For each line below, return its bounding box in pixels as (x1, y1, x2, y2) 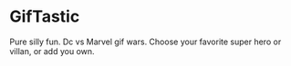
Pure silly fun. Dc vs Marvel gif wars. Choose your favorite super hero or (9, 36, 282, 47)
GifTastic (9, 6, 80, 27)
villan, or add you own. (9, 45, 95, 56)
